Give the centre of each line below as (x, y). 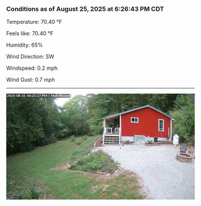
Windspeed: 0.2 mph (32, 68)
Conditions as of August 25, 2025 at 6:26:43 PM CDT (85, 9)
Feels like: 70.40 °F (30, 33)
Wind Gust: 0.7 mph (31, 80)
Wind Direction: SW (31, 57)
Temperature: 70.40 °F (34, 22)
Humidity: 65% (25, 45)
